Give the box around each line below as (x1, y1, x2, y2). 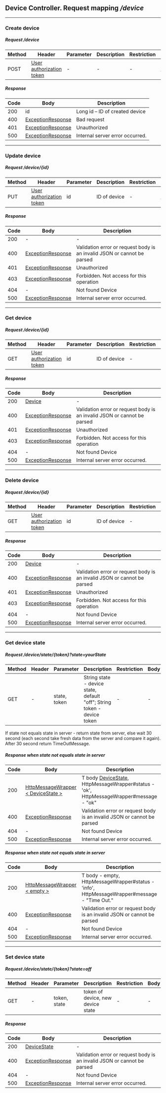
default (83, 693, 100, 700)
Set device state (5, 954, 45, 960)
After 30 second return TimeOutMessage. (5, 741, 90, 747)
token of (83, 988, 103, 995)
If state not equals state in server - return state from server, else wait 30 (5, 730, 152, 736)
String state (83, 674, 111, 681)
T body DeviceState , (81, 775, 129, 782)
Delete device (5, 477, 39, 484)
